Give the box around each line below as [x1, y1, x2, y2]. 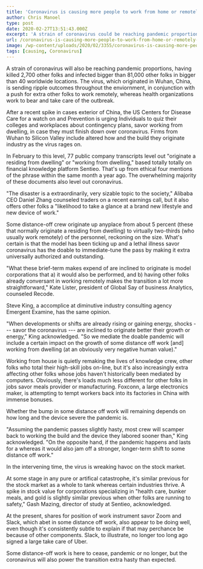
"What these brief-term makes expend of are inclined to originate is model [6, 264, 192, 272]
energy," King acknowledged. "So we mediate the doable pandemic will [6, 333, 184, 340]
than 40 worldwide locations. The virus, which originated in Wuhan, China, [6, 77, 192, 85]
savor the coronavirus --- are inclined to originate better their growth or [12, 326, 190, 333]
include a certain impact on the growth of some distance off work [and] [6, 339, 184, 346]
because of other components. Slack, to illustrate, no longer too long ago [6, 531, 188, 538]
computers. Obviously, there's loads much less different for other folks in [6, 376, 188, 384]
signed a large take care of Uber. [6, 538, 88, 545]
